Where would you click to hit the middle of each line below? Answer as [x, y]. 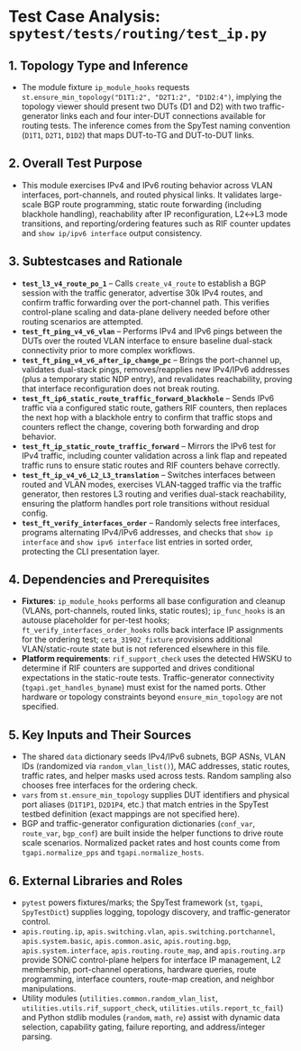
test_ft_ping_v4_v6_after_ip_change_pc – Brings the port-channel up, [151, 360]
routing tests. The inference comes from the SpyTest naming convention [155, 125]
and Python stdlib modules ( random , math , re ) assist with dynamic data [150, 1018]
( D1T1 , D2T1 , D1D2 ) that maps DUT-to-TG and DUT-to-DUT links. [137, 135]
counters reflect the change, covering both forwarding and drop [140, 426]
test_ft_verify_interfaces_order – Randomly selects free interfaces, [150, 522]
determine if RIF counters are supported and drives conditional [138, 668]
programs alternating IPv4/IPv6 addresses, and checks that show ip [147, 532]
